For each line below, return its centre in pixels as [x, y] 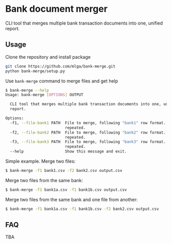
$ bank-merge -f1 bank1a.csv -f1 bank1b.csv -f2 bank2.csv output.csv [82, 209]
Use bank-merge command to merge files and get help [62, 81]
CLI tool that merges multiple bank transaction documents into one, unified [84, 23]
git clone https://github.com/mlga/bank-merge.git [60, 66]
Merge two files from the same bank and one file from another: [72, 199]
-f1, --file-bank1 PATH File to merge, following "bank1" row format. [88, 123]
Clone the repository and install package [48, 57]
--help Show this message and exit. [68, 151]
